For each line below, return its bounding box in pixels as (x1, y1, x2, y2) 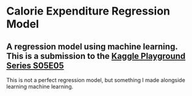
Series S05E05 (6, 60, 64, 70)
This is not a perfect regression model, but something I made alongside (6, 77, 186, 83)
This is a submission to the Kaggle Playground (6, 50, 186, 61)
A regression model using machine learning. (6, 41, 178, 52)
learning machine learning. (6, 83, 74, 90)
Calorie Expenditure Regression (6, 4, 171, 18)
